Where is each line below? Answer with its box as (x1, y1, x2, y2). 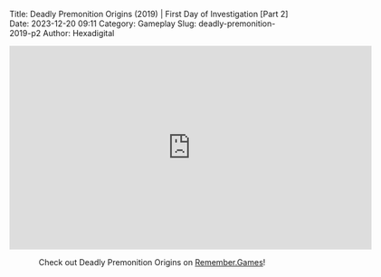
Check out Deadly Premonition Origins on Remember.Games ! (38, 257, 266, 267)
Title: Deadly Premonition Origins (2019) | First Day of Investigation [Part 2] (9, 9, 289, 19)
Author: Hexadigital (43, 28, 115, 38)
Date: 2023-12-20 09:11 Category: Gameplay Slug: (9, 18, 197, 29)
